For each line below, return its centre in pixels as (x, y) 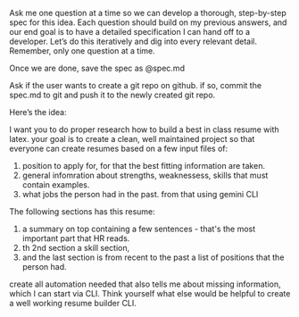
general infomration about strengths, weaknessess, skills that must (145, 175)
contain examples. (56, 185)
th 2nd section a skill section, (76, 248)
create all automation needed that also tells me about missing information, (145, 284)
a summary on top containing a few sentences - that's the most (139, 229)
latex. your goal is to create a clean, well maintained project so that (132, 139)
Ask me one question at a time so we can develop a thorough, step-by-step (148, 13)
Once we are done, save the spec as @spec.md (97, 68)
